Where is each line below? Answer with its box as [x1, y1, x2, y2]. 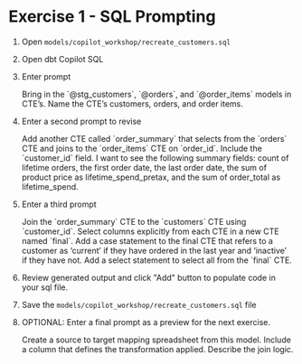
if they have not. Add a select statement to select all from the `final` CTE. [21, 255, 293, 266]
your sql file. [21, 282, 69, 293]
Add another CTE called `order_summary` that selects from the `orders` [21, 133, 288, 144]
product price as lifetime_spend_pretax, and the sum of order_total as [21, 172, 281, 182]
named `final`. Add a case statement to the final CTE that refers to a [21, 235, 273, 246]
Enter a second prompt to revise [21, 116, 142, 126]
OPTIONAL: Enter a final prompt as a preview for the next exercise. [21, 316, 271, 327]
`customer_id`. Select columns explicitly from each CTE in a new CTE [21, 226, 279, 237]
